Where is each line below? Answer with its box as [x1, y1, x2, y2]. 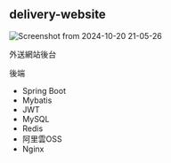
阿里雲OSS [21, 133, 62, 144]
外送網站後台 [9, 49, 56, 59]
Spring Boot [21, 85, 67, 96]
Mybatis [21, 95, 53, 105]
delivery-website [9, 7, 107, 22]
